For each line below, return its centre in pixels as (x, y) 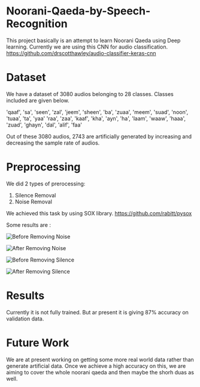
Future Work (38, 343)
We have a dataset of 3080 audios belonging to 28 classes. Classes (90, 94)
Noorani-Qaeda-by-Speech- (78, 11)
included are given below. (38, 100)
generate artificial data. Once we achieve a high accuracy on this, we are (96, 366)
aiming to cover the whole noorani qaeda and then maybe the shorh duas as (100, 372)
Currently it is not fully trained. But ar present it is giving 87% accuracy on (97, 312)
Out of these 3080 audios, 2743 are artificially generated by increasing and (99, 136)
